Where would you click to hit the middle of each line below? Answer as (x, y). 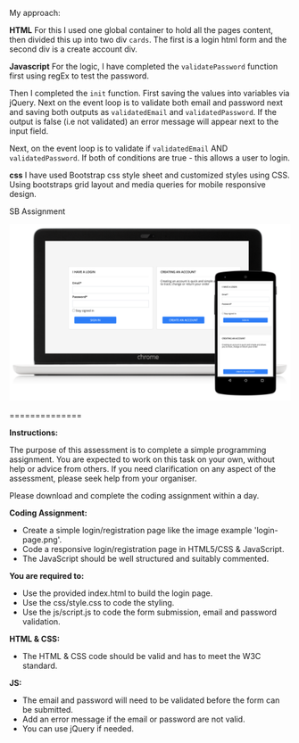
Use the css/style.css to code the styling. (98, 602)
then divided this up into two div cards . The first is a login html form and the (148, 40)
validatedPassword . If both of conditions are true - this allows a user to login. (149, 158)
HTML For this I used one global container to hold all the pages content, (141, 30)
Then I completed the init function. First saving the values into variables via (149, 93)
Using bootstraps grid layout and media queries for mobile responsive (137, 185)
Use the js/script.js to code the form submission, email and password (149, 612)
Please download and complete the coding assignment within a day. (134, 495)
